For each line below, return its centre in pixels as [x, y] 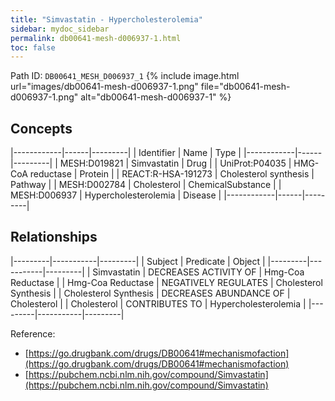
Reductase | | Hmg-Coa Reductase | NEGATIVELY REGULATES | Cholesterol [166, 282]
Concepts [41, 128]
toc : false [33, 47]
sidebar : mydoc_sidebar [60, 29]
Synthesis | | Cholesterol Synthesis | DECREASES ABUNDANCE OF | [150, 293]
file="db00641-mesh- [245, 87]
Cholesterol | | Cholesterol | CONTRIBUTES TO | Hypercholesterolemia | [158, 303]
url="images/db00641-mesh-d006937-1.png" [104, 87]
